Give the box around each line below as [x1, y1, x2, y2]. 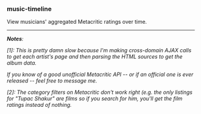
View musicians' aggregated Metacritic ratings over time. [7, 18, 147, 26]
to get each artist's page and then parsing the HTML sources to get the [7, 53, 183, 61]
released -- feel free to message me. [7, 77, 97, 84]
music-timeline [7, 5, 52, 13]
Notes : [7, 35, 24, 43]
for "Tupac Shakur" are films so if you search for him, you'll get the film [7, 95, 183, 102]
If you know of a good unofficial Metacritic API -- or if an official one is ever [7, 71, 193, 78]
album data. [7, 59, 37, 66]
